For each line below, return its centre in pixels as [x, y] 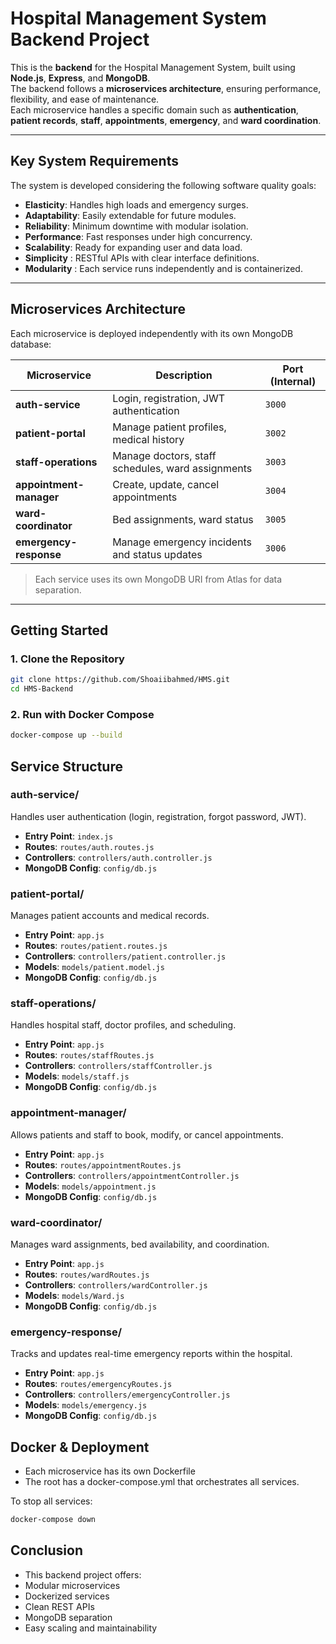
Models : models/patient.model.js [94, 967]
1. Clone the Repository [67, 659]
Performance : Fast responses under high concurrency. [138, 236]
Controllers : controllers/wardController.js [116, 1285]
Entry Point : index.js [69, 836]
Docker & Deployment [80, 1447]
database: [31, 344]
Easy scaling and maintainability [91, 1628]
